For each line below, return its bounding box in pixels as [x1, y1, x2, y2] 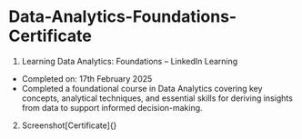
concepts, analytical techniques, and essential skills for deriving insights [21, 93, 293, 104]
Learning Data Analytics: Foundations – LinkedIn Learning [21, 55, 238, 66]
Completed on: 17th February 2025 [21, 73, 153, 84]
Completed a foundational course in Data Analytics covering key [21, 83, 263, 94]
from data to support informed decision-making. [21, 102, 203, 113]
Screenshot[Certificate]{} [21, 120, 117, 131]
